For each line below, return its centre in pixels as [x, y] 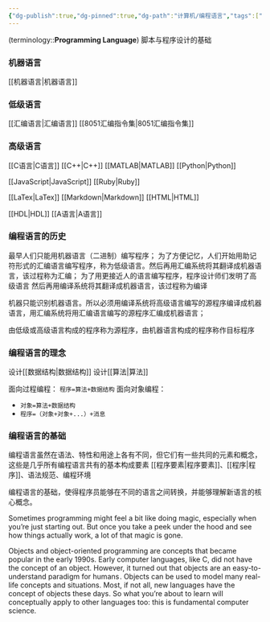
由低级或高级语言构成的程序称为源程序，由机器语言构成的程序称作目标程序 [131, 330]
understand [27, 577]
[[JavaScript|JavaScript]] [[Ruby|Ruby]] [74, 181]
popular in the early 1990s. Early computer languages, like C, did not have [131, 559]
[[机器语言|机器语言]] [43, 81]
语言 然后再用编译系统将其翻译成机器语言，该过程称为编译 [111, 286]
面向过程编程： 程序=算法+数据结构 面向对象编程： [87, 389]
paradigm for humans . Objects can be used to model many [145, 577]
